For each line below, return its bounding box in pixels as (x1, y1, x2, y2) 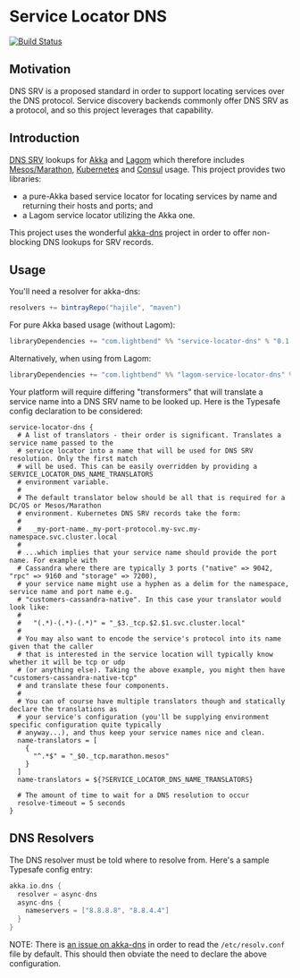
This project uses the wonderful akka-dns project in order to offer (9, 226, 251, 238)
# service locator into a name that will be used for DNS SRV (17, 446, 254, 455)
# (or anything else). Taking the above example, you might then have (17, 666, 286, 675)
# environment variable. (17, 478, 110, 487)
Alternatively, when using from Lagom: (9, 353, 152, 364)
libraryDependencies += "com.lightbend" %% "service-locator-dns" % (9, 337, 270, 346)
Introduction (9, 131, 80, 146)
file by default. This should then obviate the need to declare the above (9, 948, 268, 959)
